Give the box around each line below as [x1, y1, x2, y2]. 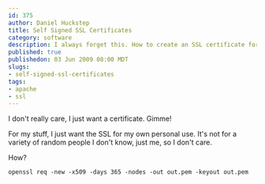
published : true [8, 48, 62, 56]
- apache [8, 84, 37, 93]
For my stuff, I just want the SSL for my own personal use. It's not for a [8, 130, 237, 139]
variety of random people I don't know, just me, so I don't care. [8, 137, 213, 147]
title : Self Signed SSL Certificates [8, 26, 132, 34]
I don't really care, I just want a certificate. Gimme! [8, 114, 172, 123]
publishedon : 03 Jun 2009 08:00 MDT [8, 56, 129, 64]
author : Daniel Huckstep [8, 19, 90, 27]
